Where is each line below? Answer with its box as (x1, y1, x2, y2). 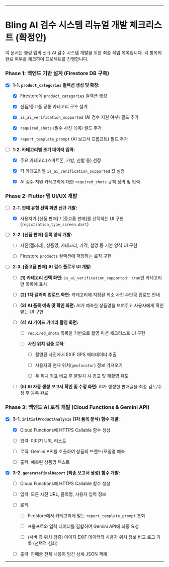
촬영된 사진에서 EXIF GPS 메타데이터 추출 (35, 351, 117, 358)
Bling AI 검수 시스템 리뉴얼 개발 (5, 20, 128, 31)
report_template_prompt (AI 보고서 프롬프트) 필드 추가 (20, 135, 128, 141)
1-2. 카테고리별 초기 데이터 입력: (12, 147, 75, 153)
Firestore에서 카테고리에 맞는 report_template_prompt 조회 (27, 513, 145, 519)
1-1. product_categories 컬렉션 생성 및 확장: (12, 82, 100, 88)
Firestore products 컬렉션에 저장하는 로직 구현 (20, 253, 112, 259)
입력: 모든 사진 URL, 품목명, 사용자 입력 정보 (20, 491, 107, 497)
